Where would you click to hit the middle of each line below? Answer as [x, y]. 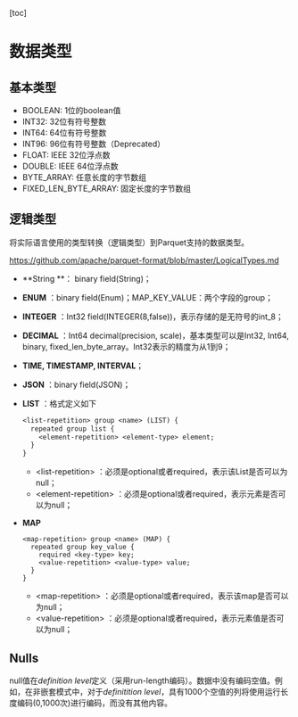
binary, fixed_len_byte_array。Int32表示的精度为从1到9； [126, 346]
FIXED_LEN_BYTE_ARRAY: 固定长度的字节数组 [107, 188]
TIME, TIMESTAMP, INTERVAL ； [83, 366]
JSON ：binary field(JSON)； [76, 384]
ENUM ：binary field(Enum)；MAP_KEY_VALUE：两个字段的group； [148, 297]
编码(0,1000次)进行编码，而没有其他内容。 [94, 703]
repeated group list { [73, 429]
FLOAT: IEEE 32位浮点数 [66, 155]
